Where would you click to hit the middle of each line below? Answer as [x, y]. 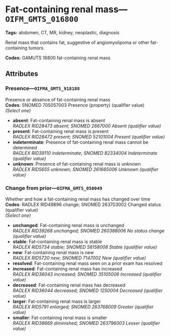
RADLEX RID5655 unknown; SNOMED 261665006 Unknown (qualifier [86, 169]
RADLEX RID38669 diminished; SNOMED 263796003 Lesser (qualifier [86, 323]
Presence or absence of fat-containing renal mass [58, 99]
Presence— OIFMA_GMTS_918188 [42, 88]
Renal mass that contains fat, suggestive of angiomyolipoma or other [77, 42]
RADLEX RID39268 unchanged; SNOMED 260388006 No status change [89, 231]
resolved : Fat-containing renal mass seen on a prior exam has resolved [88, 263]
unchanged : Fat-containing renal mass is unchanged [68, 225]
